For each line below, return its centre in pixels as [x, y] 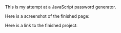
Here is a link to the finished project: [41, 25]
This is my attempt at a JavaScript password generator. [60, 7]
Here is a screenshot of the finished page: [47, 16]
